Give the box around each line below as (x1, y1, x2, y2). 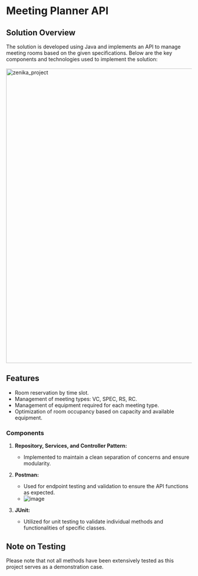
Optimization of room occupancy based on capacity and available (14, 408, 175, 415)
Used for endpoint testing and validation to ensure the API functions (23, 483, 189, 490)
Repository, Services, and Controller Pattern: (14, 442, 127, 449)
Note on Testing (6, 541, 66, 551)
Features (6, 373, 39, 383)
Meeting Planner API (6, 4, 109, 18)
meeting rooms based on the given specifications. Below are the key (6, 49, 173, 57)
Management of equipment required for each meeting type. (14, 402, 159, 409)
